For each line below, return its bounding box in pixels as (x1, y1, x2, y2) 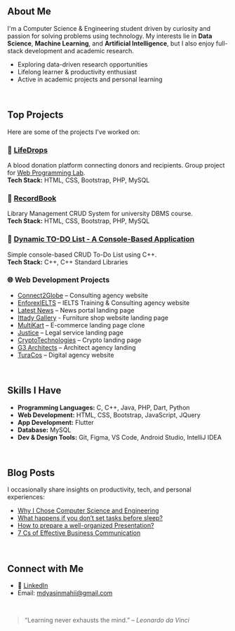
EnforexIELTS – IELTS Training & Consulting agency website (17, 298, 190, 307)
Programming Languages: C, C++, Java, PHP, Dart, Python (17, 403, 191, 412)
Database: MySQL (17, 426, 72, 434)
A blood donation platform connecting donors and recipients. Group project (7, 161, 225, 169)
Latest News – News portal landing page (17, 306, 135, 314)
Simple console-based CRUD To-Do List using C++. (7, 250, 157, 259)
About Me (7, 6, 51, 18)
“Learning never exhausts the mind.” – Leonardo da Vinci (24, 616, 189, 625)
